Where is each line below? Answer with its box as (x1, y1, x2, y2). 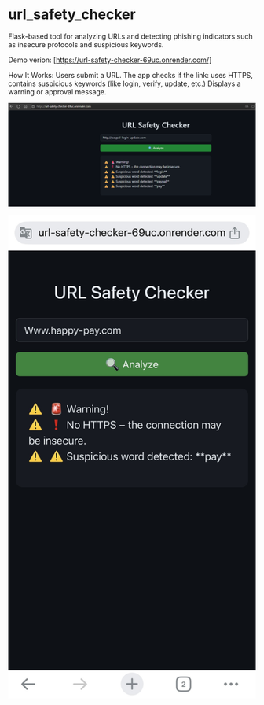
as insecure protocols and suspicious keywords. (8, 39, 164, 49)
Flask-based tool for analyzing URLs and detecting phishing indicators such (8, 31, 253, 41)
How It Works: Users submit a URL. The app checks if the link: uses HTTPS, (8, 70, 254, 79)
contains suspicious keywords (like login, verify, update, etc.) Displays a (8, 79, 241, 88)
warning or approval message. (8, 87, 107, 96)
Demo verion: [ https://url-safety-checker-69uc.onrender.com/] (8, 55, 212, 65)
